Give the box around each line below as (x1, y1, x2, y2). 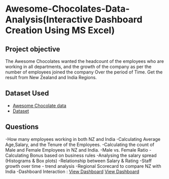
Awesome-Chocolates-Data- (5, 3, 130, 15)
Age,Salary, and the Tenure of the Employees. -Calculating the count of (5, 141, 155, 148)
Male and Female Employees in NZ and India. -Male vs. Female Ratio (5, 147, 148, 153)
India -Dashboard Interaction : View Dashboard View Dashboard (5, 168, 140, 174)
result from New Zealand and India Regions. (5, 75, 97, 80)
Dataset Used (5, 89, 49, 98)
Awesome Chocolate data (12, 102, 67, 109)
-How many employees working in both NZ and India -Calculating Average (5, 136, 161, 142)
